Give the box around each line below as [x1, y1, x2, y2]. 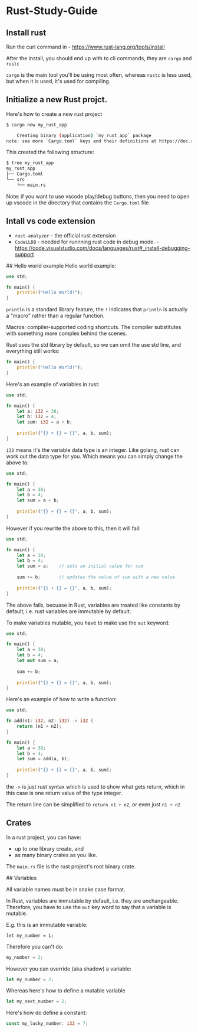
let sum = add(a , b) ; [16, 756, 70, 762]
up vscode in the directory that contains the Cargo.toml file [6, 199, 149, 206]
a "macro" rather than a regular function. [6, 312, 105, 320]
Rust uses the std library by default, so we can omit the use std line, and [6, 341, 181, 349]
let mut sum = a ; [16, 657, 60, 663]
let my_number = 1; [6, 932, 54, 939]
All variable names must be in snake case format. [6, 885, 126, 893]
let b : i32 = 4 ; [16, 414, 57, 420]
